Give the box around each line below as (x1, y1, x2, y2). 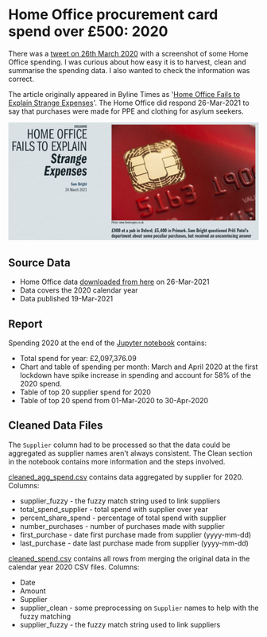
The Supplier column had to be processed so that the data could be (8, 440, 230, 449)
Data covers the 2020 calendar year (19, 285, 138, 295)
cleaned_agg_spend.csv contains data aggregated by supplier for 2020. (8, 472, 244, 482)
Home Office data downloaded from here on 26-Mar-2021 (19, 277, 210, 287)
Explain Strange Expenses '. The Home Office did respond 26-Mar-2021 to (8, 98, 250, 107)
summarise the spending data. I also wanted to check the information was (8, 65, 250, 75)
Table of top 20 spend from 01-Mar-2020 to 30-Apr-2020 (19, 395, 209, 405)
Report (8, 317, 43, 331)
